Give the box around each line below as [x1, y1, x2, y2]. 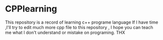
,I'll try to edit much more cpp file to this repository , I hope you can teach [5, 24, 153, 30]
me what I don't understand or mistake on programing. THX [5, 29, 125, 35]
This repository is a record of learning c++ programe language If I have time [5, 19, 158, 25]
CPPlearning [5, 3, 57, 14]
